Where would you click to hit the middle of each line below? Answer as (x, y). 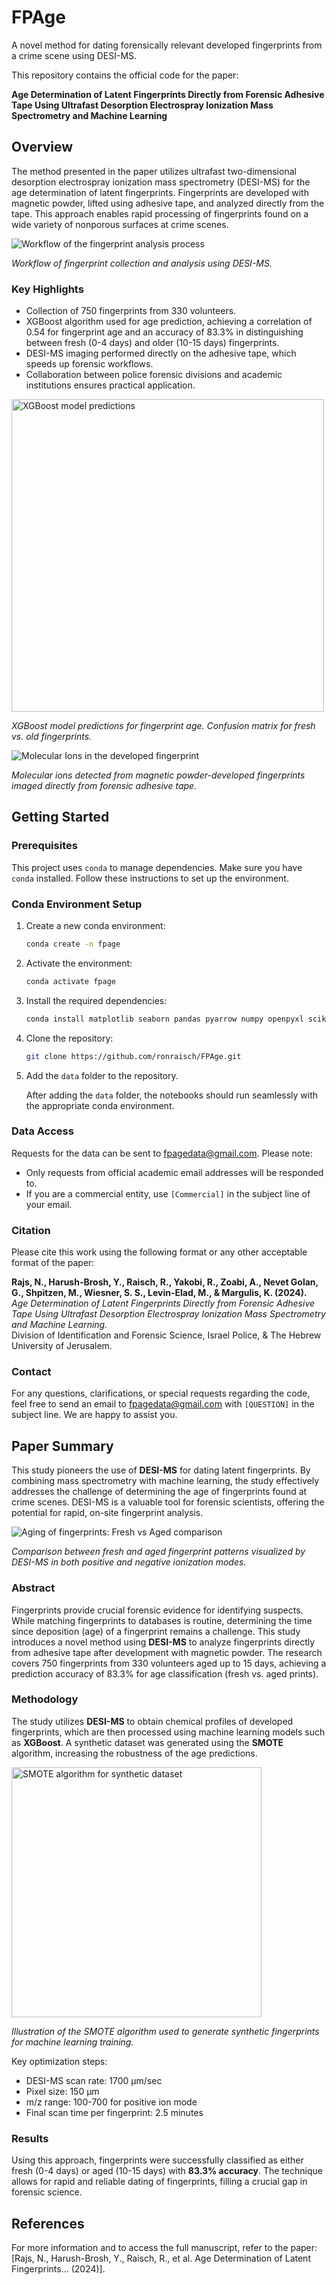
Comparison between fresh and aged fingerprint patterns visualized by (158, 1552)
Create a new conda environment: (95, 926)
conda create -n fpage (73, 944)
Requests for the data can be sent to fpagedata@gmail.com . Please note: (162, 1153)
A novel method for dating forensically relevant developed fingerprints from (167, 45)
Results (30, 2138)
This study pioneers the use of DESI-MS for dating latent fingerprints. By (161, 1470)
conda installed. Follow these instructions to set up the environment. (150, 878)
